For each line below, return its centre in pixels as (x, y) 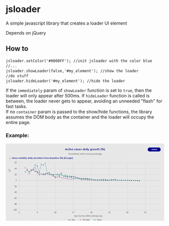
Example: (17, 135)
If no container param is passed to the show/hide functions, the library (79, 111)
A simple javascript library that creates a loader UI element (66, 23)
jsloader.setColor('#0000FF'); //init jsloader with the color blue (79, 61)
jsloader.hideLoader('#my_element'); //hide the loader (65, 81)
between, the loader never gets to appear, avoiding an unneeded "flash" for (84, 101)
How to (17, 49)
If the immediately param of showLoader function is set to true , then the (79, 90)
